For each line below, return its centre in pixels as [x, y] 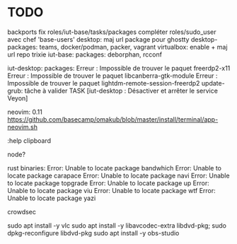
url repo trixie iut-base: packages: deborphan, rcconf [85, 54]
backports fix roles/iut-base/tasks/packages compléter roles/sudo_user [112, 32]
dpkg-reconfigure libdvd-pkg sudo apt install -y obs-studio [93, 233]
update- [213, 83]
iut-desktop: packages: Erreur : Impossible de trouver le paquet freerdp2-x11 [119, 68]
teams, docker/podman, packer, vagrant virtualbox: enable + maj [133, 47]
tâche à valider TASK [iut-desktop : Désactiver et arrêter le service [121, 91]
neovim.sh [22, 127]
